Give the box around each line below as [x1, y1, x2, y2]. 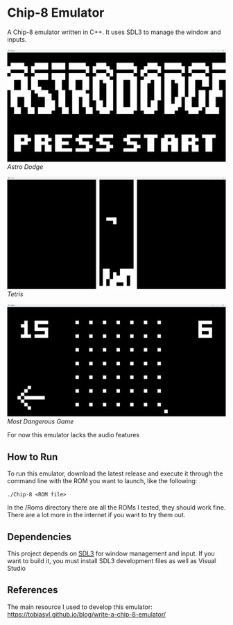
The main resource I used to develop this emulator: [7, 603, 153, 611]
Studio [7, 564, 26, 572]
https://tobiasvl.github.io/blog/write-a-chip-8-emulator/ [7, 610, 166, 618]
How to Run [7, 451, 58, 463]
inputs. [7, 35, 27, 43]
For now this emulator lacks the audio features [7, 431, 140, 439]
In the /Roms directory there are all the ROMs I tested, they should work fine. [7, 503, 226, 512]
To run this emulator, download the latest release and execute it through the [7, 469, 223, 478]
